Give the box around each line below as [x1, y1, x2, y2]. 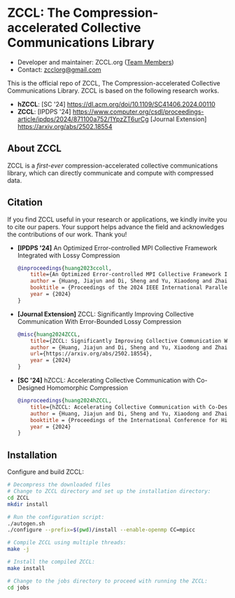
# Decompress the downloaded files [7, 482, 111, 489]
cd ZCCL [7, 494, 30, 501]
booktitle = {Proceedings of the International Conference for [30, 416, 218, 423]
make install [7, 564, 45, 572]
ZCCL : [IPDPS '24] [17, 107, 71, 116]
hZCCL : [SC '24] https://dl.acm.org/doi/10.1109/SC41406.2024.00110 [17, 100, 215, 108]
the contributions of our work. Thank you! [7, 230, 127, 238]
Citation [7, 196, 43, 208]
